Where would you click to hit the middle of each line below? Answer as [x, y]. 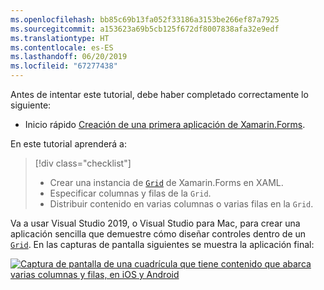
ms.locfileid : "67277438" [64, 66]
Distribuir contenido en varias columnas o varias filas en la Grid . [181, 204]
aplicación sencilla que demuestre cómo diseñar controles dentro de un [158, 234]
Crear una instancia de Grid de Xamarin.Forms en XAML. [166, 182]
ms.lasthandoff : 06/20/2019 [69, 57]
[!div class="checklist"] [83, 163]
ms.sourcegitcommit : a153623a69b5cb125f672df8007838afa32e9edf [145, 29]
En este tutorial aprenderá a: [69, 144]
